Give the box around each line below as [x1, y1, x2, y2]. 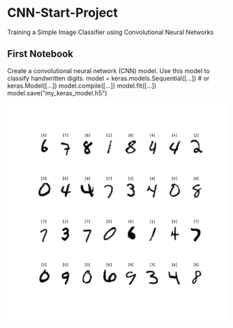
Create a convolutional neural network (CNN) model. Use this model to [7, 66, 211, 75]
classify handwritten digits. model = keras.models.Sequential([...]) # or [7, 74, 210, 82]
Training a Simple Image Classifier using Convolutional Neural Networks [7, 28, 214, 36]
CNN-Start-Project [7, 5, 119, 21]
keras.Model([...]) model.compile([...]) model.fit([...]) [7, 81, 157, 90]
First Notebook [7, 48, 74, 60]
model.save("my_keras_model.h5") [7, 88, 107, 97]
